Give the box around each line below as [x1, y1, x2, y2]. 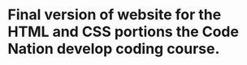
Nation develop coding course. [7, 40, 220, 58]
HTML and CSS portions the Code [7, 22, 239, 41]
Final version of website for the [7, 6, 222, 24]
